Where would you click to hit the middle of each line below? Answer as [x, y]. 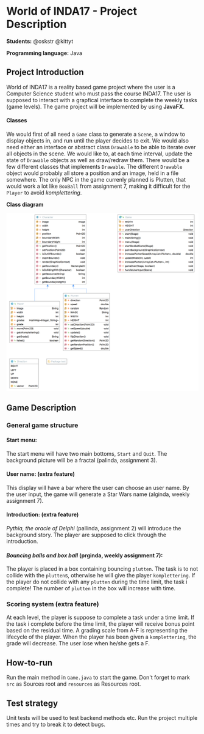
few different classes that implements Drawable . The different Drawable [94, 166]
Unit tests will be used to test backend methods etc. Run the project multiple [102, 718]
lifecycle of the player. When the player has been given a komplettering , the [101, 637]
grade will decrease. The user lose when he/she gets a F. [78, 643]
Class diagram [25, 204]
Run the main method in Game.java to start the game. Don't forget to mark [98, 678]
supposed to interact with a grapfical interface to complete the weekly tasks [102, 100]
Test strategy [32, 703]
